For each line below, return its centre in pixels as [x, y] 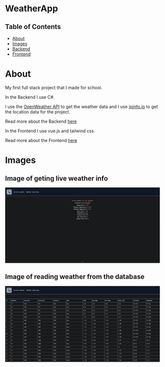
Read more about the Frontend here [41, 140]
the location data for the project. [38, 112]
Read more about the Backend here [41, 121]
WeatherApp [31, 9]
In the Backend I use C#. [30, 97]
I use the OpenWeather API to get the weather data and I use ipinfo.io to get [82, 107]
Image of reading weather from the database [75, 277]
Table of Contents [33, 27]
